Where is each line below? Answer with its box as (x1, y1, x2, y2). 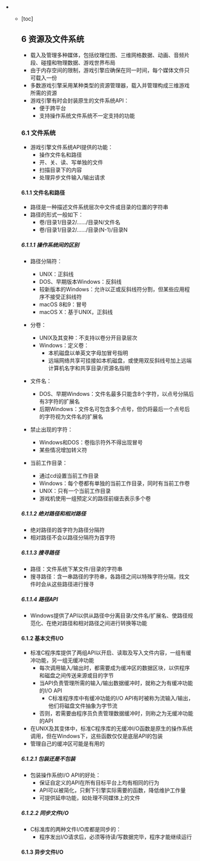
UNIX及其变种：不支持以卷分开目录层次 (39, 334, 138, 341)
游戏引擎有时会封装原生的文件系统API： (30, 96, 129, 104)
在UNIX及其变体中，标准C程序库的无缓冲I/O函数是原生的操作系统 (30, 725, 193, 732)
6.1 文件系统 (21, 129, 56, 137)
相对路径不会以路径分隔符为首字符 (30, 534, 116, 541)
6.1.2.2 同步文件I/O (21, 809, 69, 816)
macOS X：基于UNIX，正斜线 (39, 309, 113, 316)
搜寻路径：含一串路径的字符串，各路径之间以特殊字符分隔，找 (30, 573, 185, 580)
